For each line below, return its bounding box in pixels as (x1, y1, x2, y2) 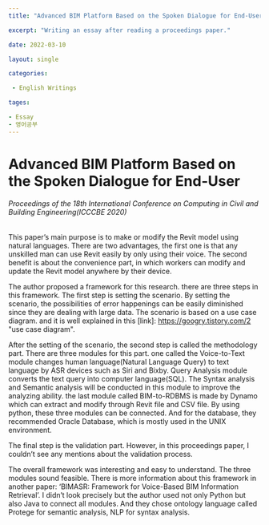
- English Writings (11, 84, 78, 92)
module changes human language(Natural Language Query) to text (8, 357, 230, 367)
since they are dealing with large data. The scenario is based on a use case (8, 308, 257, 317)
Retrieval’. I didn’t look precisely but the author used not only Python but (8, 491, 247, 500)
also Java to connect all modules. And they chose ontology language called (8, 499, 258, 509)
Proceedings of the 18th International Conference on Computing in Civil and (8, 199, 259, 208)
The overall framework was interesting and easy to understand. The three (8, 465, 251, 475)
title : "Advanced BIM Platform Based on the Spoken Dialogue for (8, 11, 231, 20)
